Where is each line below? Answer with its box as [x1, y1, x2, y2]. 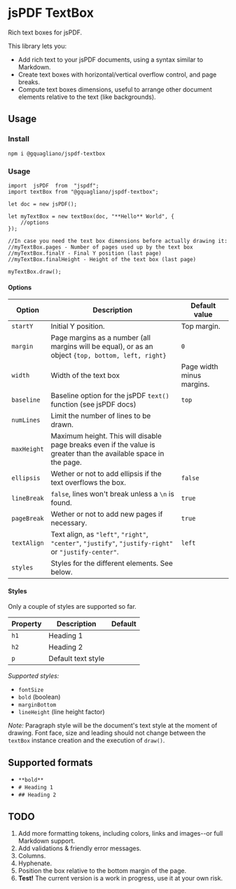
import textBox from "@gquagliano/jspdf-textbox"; [8, 188, 159, 195]
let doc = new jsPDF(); [8, 200, 78, 208]
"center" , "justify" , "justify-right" [50, 539, 174, 548]
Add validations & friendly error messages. [18, 844, 142, 852]
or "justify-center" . [50, 547, 119, 557]
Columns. [18, 851, 46, 860]
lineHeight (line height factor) [18, 708, 105, 716]
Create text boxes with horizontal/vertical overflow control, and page [18, 70, 217, 79]
